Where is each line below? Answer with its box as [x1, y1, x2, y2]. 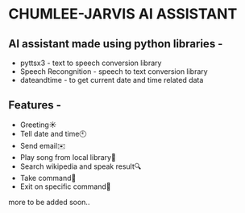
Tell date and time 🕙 [19, 129, 87, 138]
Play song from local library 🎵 [19, 152, 117, 162]
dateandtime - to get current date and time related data [19, 76, 204, 84]
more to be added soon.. [8, 197, 90, 207]
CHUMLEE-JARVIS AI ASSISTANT [8, 5, 238, 23]
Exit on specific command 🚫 [19, 182, 111, 191]
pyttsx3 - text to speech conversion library [19, 58, 162, 68]
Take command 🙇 [19, 173, 77, 182]
